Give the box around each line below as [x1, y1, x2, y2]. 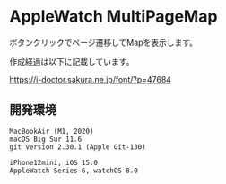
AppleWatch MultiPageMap [9, 6, 218, 27]
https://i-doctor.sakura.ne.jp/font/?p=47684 [9, 74, 172, 84]
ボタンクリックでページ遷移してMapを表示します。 [9, 37, 197, 48]
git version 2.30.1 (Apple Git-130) [9, 142, 146, 152]
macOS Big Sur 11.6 [9, 135, 83, 144]
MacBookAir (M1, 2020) [9, 127, 94, 136]
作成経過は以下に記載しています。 [9, 56, 135, 66]
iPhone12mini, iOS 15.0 [9, 158, 99, 167]
